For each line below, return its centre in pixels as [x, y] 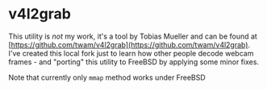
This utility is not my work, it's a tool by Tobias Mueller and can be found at [133, 36]
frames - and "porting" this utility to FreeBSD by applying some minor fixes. [134, 62]
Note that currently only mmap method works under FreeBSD [107, 77]
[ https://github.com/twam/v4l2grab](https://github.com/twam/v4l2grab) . [129, 44]
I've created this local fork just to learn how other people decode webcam [131, 53]
